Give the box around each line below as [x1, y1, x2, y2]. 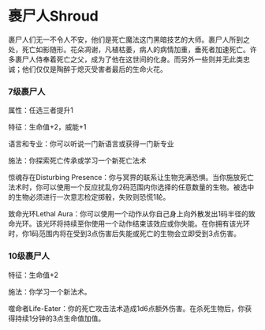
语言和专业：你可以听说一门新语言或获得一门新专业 [8, 139, 174, 148]
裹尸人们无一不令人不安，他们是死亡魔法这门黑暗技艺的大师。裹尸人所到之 [8, 35, 250, 44]
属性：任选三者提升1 [8, 106, 73, 115]
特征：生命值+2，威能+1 [8, 122, 87, 132]
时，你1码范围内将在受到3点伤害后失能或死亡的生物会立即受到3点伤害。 [8, 229, 241, 238]
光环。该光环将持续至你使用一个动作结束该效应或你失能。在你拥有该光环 [14, 219, 250, 229]
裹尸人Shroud [8, 7, 99, 25]
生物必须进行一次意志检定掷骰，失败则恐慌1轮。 [14, 193, 170, 202]
